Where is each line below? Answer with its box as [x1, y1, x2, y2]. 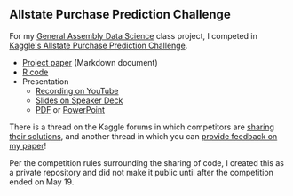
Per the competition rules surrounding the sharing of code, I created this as [9, 157, 284, 168]
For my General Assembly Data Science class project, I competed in [9, 30, 257, 41]
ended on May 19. [9, 176, 75, 187]
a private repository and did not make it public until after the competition [9, 167, 273, 177]
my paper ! [9, 140, 47, 151]
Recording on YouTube [35, 85, 119, 96]
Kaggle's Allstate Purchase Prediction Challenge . [9, 40, 188, 51]
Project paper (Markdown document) [21, 57, 158, 67]
